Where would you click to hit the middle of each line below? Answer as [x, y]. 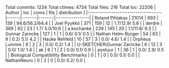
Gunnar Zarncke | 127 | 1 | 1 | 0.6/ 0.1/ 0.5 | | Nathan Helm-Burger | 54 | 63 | [83, 34]
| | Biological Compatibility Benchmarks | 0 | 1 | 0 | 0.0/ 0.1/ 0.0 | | [73, 55]
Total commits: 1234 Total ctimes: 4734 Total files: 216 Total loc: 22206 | [80, 7]
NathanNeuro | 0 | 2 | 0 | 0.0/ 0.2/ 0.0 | [45, 60]
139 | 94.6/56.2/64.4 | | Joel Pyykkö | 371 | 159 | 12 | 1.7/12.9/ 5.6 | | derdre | [84, 23]
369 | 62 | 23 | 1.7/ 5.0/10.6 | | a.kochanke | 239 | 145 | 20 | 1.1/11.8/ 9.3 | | [81, 28]
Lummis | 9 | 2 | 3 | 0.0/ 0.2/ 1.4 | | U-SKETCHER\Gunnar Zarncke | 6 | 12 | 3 [84, 44]
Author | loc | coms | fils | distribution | [45, 12]
